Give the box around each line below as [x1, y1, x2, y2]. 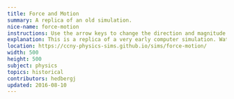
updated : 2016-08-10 [7, 82, 68, 89]
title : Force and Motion [7, 10, 79, 17]
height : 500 [7, 56, 42, 63]
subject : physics [7, 62, 58, 69]
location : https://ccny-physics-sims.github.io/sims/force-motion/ [7, 43, 208, 49]
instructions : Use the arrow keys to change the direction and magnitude [7, 29, 226, 37]
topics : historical [7, 68, 64, 75]
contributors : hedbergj [7, 75, 77, 82]
